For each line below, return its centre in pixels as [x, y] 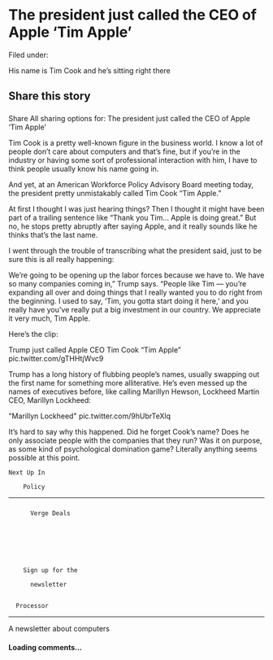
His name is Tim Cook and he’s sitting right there [89, 70]
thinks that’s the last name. [53, 235]
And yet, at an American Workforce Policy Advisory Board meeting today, [131, 185]
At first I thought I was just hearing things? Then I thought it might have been [136, 209]
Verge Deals [50, 514]
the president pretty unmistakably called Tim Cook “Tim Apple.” [115, 194]
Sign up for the [51, 570]
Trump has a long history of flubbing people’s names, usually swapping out [134, 374]
